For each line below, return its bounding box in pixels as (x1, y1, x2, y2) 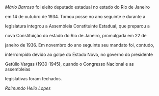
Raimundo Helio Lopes (5, 85, 51, 91)
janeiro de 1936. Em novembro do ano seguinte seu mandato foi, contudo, (5, 42, 155, 48)
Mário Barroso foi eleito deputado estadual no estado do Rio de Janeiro (5, 4, 150, 10)
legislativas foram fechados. (5, 76, 62, 81)
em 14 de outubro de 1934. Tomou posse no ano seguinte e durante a (5, 14, 146, 19)
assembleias (5, 66, 30, 72)
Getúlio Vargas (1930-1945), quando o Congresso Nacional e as (5, 61, 134, 67)
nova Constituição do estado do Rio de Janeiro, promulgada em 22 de (5, 33, 147, 38)
